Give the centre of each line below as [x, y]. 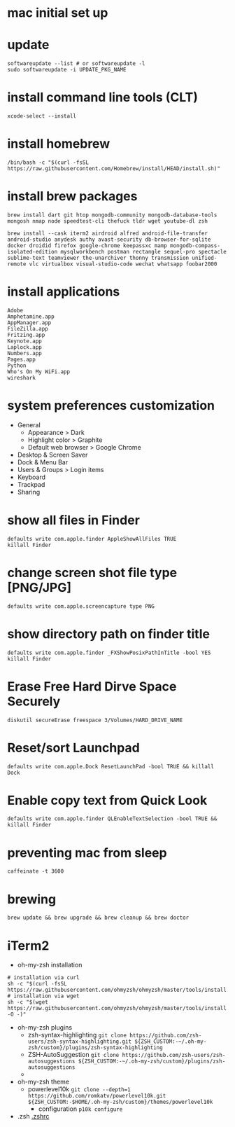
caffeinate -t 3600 [36, 871]
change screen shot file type [92, 573]
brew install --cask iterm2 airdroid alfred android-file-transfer [108, 233]
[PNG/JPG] [40, 587]
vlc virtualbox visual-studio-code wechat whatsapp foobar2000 [123, 264]
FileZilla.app [28, 329]
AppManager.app [29, 323]
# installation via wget [43, 996]
